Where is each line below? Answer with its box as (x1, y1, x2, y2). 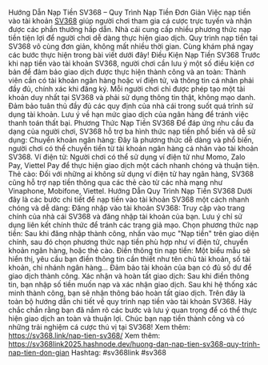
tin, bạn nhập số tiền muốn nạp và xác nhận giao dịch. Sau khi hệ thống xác (8, 280, 258, 289)
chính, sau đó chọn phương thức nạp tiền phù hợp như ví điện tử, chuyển (8, 237, 249, 247)
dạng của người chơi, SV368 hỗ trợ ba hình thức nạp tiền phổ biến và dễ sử (8, 126, 256, 136)
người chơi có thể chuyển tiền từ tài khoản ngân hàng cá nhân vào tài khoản (8, 144, 258, 153)
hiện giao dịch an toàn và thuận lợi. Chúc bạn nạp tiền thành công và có (8, 314, 246, 323)
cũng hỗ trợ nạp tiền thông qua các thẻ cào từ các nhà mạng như (8, 178, 223, 187)
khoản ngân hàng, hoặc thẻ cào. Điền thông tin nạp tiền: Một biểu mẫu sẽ (8, 246, 250, 255)
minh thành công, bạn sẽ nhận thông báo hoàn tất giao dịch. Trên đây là (8, 288, 246, 298)
